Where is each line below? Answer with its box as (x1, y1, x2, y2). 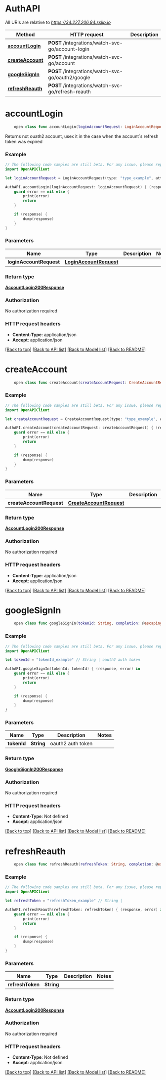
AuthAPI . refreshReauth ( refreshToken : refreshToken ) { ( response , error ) (5, 907, 158, 912)
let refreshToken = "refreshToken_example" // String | (5, 898, 123, 904)
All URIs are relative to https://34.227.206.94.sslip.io (5, 19, 111, 25)
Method (16, 31, 35, 38)
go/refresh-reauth (48, 88, 91, 95)
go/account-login (48, 45, 90, 52)
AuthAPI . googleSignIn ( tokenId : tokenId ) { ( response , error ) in (5, 666, 140, 671)
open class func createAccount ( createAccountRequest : (14, 380, 127, 385)
